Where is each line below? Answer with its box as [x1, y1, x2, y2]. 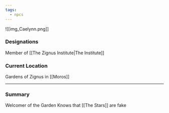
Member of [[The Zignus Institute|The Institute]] [5, 50, 105, 56]
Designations [5, 38, 39, 45]
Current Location [5, 62, 48, 69]
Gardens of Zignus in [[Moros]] [5, 74, 69, 80]
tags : [5, 7, 17, 13]
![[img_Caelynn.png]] [5, 26, 49, 32]
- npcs [10, 12, 24, 17]
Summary [5, 91, 30, 98]
